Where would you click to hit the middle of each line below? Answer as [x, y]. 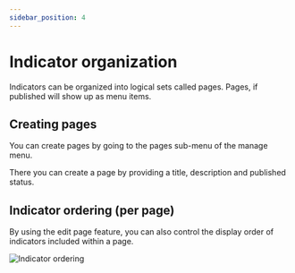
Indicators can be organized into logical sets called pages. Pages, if [134, 87]
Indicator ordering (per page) [92, 210]
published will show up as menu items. [80, 96]
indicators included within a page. [72, 242]
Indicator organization [93, 61]
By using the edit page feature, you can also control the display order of [142, 232]
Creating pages [53, 124]
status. [22, 182]
